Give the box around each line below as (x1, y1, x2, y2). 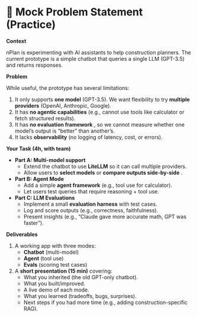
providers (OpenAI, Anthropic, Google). (14, 102, 111, 109)
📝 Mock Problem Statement (6, 5, 143, 19)
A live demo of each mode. (23, 286, 90, 293)
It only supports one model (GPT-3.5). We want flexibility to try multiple (14, 96, 190, 103)
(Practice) (6, 18, 56, 31)
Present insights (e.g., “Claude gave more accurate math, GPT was (23, 213, 187, 220)
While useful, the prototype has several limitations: (6, 84, 130, 91)
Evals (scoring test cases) (23, 261, 88, 268)
